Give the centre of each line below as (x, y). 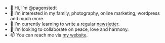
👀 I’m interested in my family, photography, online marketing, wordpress (85, 13)
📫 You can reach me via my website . (49, 35)
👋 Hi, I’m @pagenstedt (33, 8)
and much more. (27, 18)
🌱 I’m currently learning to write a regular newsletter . (65, 24)
